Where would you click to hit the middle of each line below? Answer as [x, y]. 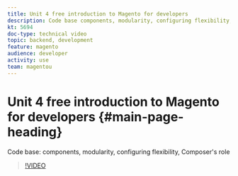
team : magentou [30, 67]
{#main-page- [141, 117]
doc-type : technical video [47, 34]
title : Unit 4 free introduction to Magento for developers [98, 14]
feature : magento [33, 47]
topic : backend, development [50, 40]
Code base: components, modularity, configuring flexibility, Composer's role [119, 152]
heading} [35, 132]
